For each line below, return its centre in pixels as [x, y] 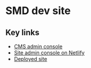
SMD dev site [38, 11]
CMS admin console [38, 46]
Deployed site [30, 59]
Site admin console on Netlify [49, 53]
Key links [22, 33]
